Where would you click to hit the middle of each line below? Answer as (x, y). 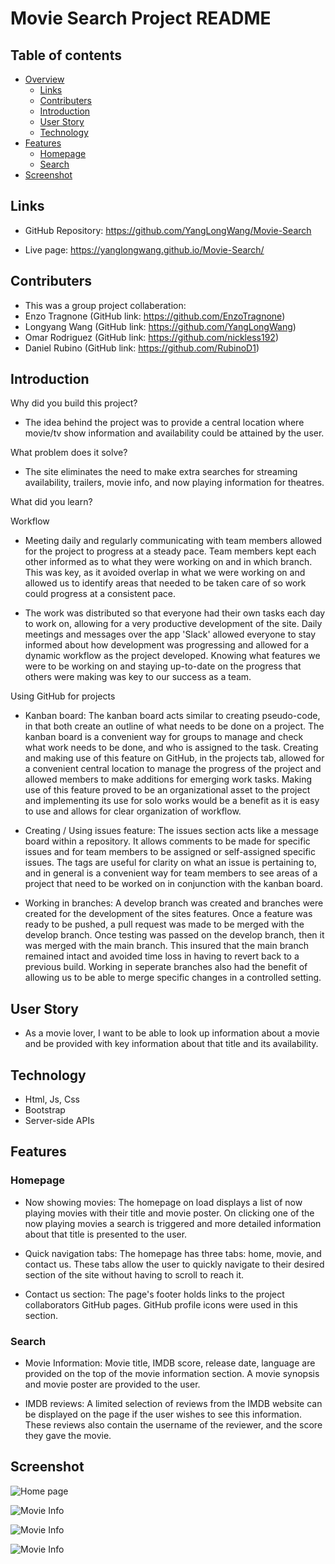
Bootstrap (45, 1110)
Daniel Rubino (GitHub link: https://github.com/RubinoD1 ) (142, 348)
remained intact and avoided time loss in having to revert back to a (162, 956)
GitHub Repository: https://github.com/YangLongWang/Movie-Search (168, 230)
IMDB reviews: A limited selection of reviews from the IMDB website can (173, 1404)
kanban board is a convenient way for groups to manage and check (164, 737)
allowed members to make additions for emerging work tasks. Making (168, 779)
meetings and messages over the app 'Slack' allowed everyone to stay (170, 634)
